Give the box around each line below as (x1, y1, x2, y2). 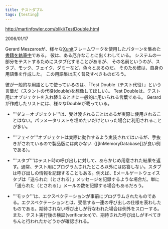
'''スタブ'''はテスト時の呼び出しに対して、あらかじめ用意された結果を (12, 157, 156, 163)
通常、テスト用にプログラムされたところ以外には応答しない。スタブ (21, 163, 161, 169)
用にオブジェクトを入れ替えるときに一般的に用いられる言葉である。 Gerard (5, 94, 161, 100)
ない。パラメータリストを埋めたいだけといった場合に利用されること (21, 117, 162, 123)
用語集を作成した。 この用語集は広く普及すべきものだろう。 (5, 71, 129, 77)
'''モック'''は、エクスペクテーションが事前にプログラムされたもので (12, 193, 152, 199)
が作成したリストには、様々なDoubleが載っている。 (5, 100, 112, 106)
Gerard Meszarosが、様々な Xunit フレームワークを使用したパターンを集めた (5, 46, 161, 52)
